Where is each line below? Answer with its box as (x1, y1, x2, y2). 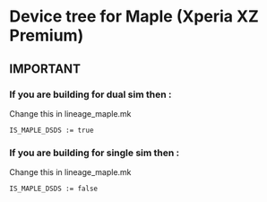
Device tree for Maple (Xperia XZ (9, 6, 259, 27)
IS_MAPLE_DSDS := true (9, 126, 94, 135)
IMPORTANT (9, 61, 81, 76)
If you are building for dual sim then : (9, 88, 172, 101)
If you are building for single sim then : (9, 146, 180, 159)
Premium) (9, 25, 84, 46)
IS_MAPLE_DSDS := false (9, 184, 99, 194)
